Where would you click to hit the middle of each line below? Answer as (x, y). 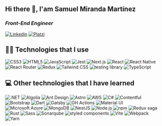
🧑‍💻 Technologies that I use (47, 50)
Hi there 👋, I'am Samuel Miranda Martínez (71, 9)
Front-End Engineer (29, 23)
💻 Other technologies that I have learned (70, 83)
